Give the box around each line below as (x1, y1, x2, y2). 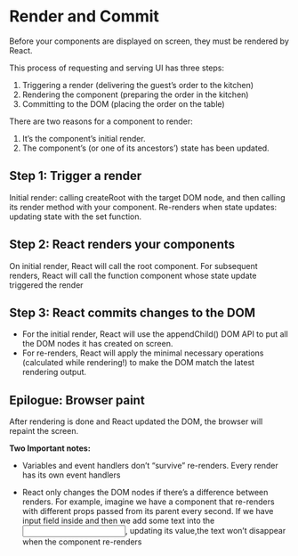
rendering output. (21, 367, 87, 378)
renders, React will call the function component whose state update (9, 270, 257, 281)
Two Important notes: (9, 443, 91, 454)
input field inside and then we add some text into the (21, 515, 215, 527)
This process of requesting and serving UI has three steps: (9, 62, 225, 73)
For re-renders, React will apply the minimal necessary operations (21, 347, 264, 358)
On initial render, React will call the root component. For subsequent (9, 260, 258, 271)
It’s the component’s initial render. (21, 133, 146, 143)
